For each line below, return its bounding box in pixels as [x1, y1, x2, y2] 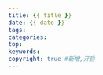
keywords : [8, 48, 41, 55]
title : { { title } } [8, 11, 72, 20]
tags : [8, 26, 26, 34]
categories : [8, 33, 47, 41]
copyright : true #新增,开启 [8, 55, 96, 63]
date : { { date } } [8, 19, 65, 27]
